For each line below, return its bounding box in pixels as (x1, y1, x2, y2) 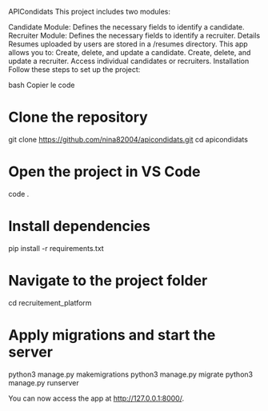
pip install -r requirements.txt (8, 243, 104, 253)
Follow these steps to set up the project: (8, 65, 141, 74)
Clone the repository (8, 108, 148, 126)
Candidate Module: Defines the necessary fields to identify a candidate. (8, 22, 246, 31)
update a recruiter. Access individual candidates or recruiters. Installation (8, 56, 250, 66)
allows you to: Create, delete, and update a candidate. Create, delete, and (8, 48, 251, 57)
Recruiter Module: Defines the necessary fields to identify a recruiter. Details (8, 31, 261, 40)
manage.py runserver (8, 377, 80, 387)
